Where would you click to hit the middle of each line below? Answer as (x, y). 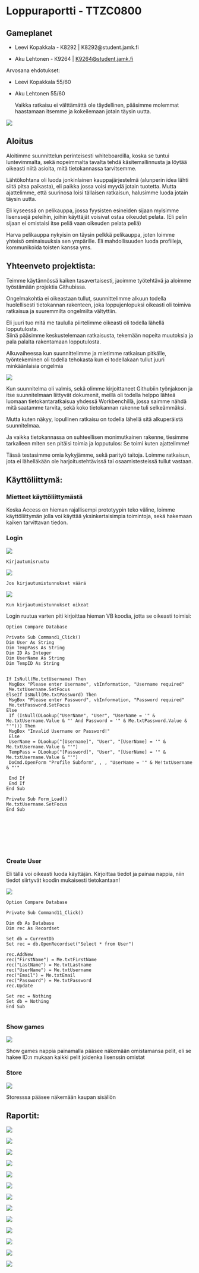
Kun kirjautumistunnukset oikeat (48, 605)
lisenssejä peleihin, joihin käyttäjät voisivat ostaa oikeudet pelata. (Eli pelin (97, 216)
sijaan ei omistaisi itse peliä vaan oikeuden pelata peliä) (74, 223)
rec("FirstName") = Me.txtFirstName (51, 959)
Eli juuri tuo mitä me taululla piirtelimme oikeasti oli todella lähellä (85, 323)
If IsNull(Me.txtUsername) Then (46, 679)
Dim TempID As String (33, 663)
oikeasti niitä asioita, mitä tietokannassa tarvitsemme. (71, 168)
